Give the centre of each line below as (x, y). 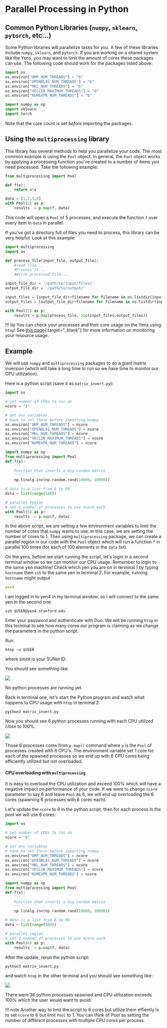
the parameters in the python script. (42, 631)
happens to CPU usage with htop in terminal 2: (53, 703)
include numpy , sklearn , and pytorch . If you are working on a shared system (82, 53)
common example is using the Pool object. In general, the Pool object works (83, 156)
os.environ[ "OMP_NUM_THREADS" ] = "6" (44, 77)
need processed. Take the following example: (52, 167)
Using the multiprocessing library (57, 139)
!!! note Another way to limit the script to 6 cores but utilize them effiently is (82, 1010)
